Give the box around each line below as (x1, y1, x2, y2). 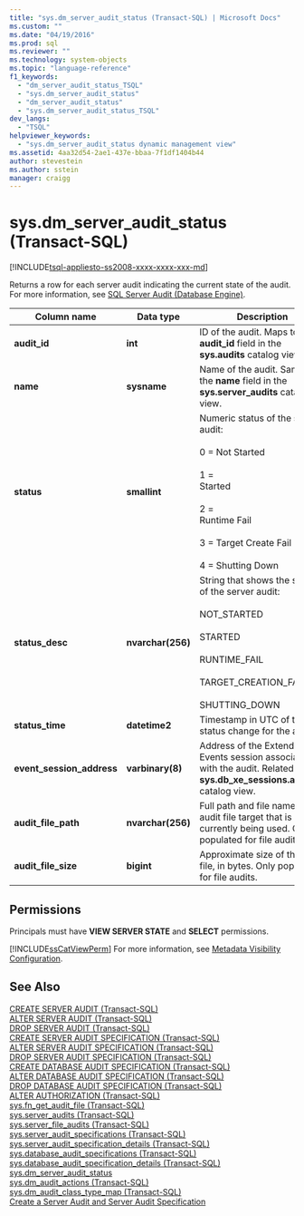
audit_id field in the (198, 337, 282, 350)
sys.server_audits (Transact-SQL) (9, 1109, 135, 1120)
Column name (34, 310, 97, 323)
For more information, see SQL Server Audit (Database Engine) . (9, 289, 246, 300)
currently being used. (198, 822, 290, 835)
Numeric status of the (198, 412, 292, 424)
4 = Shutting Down (198, 559, 279, 572)
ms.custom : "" (9, 22, 63, 31)
